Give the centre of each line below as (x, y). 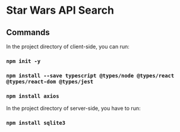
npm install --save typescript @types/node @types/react (90, 76)
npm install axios (33, 96)
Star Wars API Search (60, 10)
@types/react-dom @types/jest (50, 81)
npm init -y (23, 61)
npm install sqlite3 (36, 123)
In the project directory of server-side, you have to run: (73, 108)
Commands (28, 32)
